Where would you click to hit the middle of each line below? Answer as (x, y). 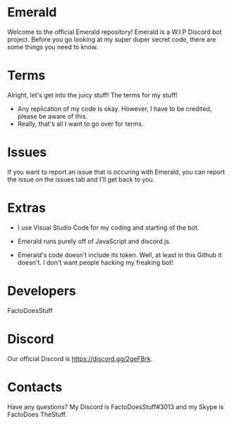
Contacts (35, 387)
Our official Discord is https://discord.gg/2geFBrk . (80, 358)
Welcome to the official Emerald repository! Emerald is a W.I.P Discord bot (115, 32)
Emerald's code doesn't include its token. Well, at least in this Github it (120, 254)
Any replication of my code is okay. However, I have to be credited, (115, 108)
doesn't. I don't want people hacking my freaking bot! (95, 262)
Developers (42, 291)
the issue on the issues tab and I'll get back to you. (81, 179)
